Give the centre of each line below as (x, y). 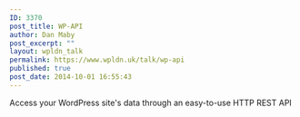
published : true (40, 69)
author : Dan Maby (42, 34)
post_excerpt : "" (42, 43)
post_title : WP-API (46, 26)
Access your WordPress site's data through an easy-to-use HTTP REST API (151, 102)
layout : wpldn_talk (46, 52)
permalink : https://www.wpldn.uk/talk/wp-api (97, 60)
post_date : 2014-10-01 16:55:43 (70, 77)
